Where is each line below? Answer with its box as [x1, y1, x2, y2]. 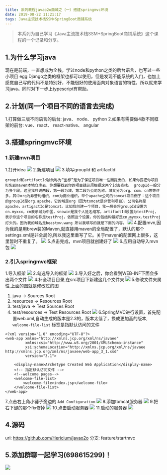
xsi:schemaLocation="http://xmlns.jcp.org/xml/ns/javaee [25, 345, 146, 350]
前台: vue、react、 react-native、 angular [13, 122, 99, 128]
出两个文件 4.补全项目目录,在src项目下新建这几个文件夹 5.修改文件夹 [5, 276, 158, 282]
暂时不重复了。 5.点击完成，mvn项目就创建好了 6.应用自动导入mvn [9, 238, 159, 244]
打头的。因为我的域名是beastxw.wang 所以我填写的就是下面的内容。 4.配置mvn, [5, 220, 157, 226]
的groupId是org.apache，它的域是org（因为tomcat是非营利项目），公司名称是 [5, 199, 147, 204]
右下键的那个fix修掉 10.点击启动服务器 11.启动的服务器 [5, 404, 127, 411]
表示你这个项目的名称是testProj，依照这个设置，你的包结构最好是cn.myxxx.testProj [5, 215, 161, 220]
